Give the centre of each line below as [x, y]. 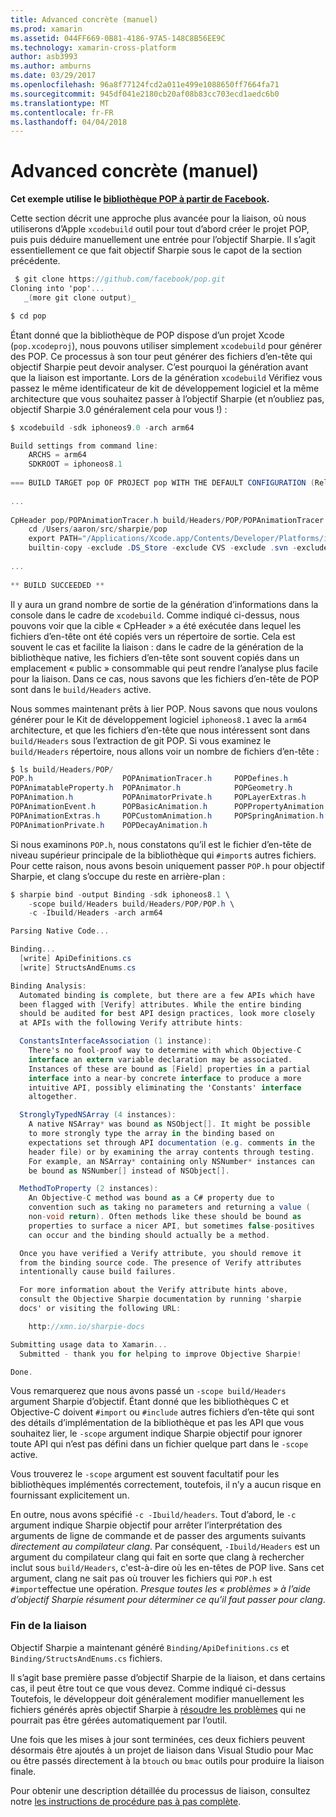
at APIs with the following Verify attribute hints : [131, 1023]
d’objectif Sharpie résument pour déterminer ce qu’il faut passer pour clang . [168, 1600]
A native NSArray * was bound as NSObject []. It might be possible [169, 1124]
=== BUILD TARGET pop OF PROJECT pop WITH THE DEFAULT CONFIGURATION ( [162, 483]
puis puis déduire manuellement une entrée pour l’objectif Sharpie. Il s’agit [163, 240]
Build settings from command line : [84, 446]
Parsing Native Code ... [60, 931]
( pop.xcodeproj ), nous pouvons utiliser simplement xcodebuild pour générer [166, 345]
